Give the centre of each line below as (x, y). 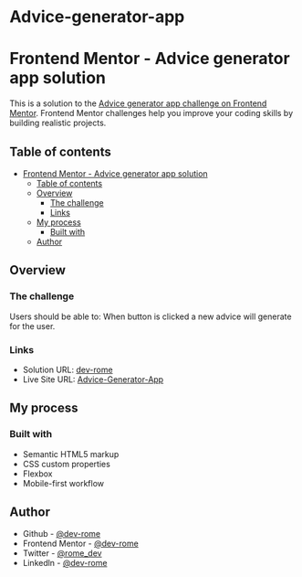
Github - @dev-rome (62, 534)
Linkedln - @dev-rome (65, 563)
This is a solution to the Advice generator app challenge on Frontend (138, 103)
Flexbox (37, 474)
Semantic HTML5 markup (71, 454)
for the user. (32, 326)
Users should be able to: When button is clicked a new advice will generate (151, 316)
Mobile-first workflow (63, 483)
